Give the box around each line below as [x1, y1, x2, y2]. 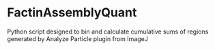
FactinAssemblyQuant [7, 5, 137, 21]
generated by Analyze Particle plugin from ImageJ [7, 34, 148, 42]
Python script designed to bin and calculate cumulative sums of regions [7, 27, 209, 36]
